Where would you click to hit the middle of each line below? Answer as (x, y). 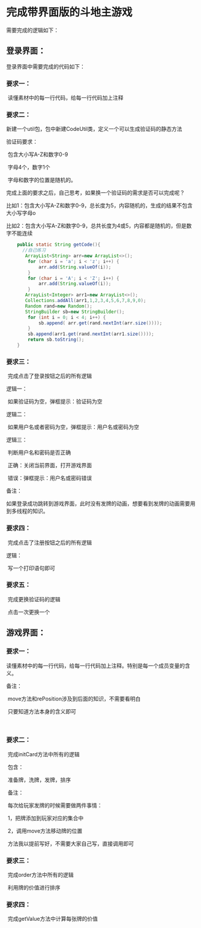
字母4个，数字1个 (29, 167)
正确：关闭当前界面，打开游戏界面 (49, 466)
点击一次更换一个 (28, 612)
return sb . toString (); (56, 340)
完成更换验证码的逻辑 (34, 599)
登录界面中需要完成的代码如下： (46, 66)
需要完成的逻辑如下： (32, 30)
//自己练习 (34, 250)
